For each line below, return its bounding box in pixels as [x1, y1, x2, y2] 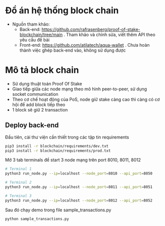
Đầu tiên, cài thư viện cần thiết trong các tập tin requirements [5, 134, 129, 140]
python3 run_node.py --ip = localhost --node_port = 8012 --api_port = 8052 [5, 198, 153, 203]
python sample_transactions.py [5, 216, 69, 221]
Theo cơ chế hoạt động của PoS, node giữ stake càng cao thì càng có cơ [12, 96, 160, 102]
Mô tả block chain [5, 64, 80, 76]
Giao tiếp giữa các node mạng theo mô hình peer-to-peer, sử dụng [12, 86, 147, 92]
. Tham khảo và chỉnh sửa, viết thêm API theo [63, 31, 156, 37]
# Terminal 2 [5, 180, 32, 185]
